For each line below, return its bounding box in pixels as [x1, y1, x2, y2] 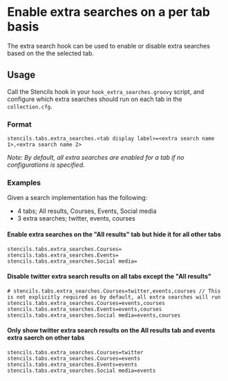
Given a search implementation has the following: [7, 194, 148, 202]
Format [7, 119, 32, 129]
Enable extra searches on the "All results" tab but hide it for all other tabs [7, 230, 221, 239]
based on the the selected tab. [7, 49, 95, 57]
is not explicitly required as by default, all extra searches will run [7, 293, 221, 301]
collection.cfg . [7, 102, 53, 111]
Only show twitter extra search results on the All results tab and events [7, 326, 216, 335]
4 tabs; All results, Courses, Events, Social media [17, 207, 157, 215]
